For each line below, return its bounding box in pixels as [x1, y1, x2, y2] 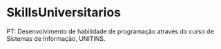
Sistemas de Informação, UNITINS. [6, 34, 106, 42]
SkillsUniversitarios [6, 5, 122, 20]
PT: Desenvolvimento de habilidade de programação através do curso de [6, 27, 215, 35]
